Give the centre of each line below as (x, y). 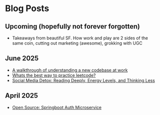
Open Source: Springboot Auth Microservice (57, 107)
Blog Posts (27, 8)
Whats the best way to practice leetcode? (54, 75)
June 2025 (22, 58)
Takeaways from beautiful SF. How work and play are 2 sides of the (80, 38)
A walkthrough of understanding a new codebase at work (70, 70)
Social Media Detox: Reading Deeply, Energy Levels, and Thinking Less (83, 80)
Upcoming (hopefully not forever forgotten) (72, 26)
